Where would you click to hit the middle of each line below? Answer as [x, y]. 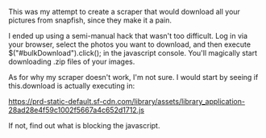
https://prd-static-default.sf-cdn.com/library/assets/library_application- [127, 101]
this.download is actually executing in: [72, 86]
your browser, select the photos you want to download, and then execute [130, 44]
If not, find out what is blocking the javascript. [84, 125]
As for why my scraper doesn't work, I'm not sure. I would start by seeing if [133, 77]
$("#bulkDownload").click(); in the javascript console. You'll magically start [133, 53]
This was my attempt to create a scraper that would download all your [124, 12]
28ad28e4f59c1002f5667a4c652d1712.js [77, 110]
